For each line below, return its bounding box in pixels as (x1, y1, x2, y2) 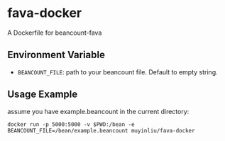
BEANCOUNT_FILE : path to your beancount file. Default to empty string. (17, 67, 218, 76)
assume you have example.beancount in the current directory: (7, 107, 190, 115)
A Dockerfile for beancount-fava (7, 28, 102, 37)
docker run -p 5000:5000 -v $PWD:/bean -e (7, 120, 135, 128)
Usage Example (7, 89, 78, 101)
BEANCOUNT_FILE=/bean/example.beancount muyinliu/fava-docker (7, 127, 195, 134)
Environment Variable (7, 49, 105, 61)
